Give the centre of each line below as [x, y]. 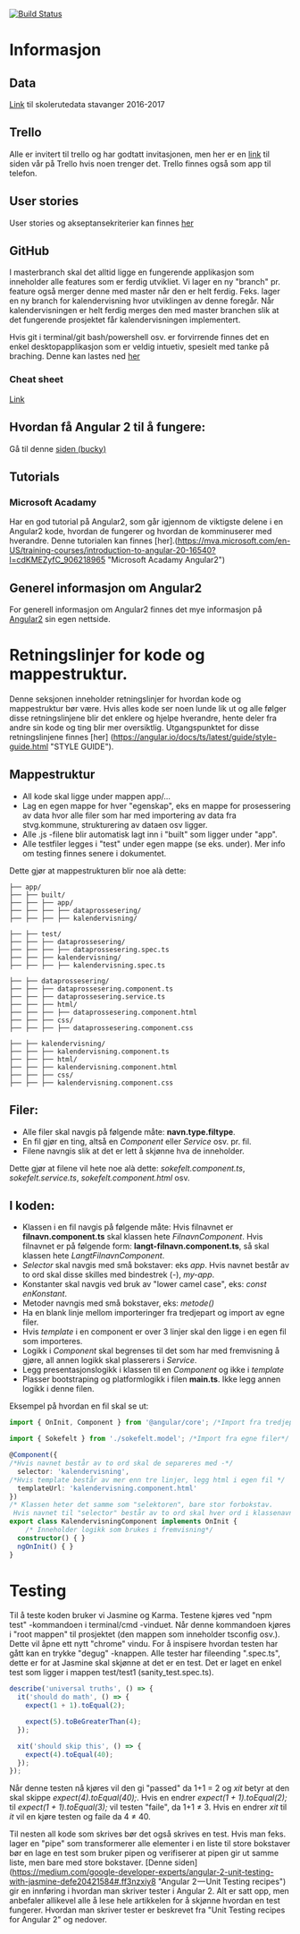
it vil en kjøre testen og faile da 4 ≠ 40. [80, 1817]
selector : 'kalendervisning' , [73, 1471]
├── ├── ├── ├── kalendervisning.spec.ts [87, 965]
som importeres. [52, 1342]
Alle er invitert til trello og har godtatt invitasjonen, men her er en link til [140, 154]
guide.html [29, 746]
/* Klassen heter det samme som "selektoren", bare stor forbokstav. [142, 1505]
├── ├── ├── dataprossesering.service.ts [87, 997]
